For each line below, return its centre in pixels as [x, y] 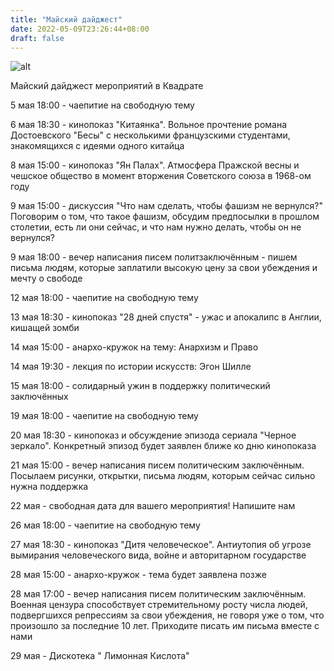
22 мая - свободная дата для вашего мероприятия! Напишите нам [153, 506]
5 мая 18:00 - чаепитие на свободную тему [102, 105]
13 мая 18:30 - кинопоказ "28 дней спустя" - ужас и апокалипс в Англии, [166, 317]
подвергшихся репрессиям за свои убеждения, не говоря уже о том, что [167, 615]
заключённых [39, 397]
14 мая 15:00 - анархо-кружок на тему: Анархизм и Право [134, 347]
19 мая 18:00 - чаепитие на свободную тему [104, 416]
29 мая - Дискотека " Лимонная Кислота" [100, 656]
